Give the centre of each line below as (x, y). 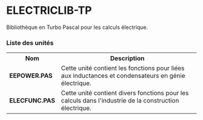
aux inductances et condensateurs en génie (123, 76)
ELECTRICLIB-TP (49, 11)
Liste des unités (30, 43)
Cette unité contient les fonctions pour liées (123, 68)
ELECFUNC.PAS (32, 101)
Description (127, 58)
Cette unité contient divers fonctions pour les (125, 93)
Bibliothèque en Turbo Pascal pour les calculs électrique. (77, 27)
